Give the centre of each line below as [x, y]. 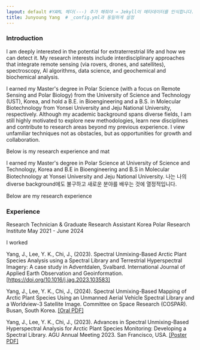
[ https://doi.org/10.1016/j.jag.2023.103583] [58, 280]
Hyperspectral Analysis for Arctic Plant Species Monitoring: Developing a [96, 328]
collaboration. [23, 139]
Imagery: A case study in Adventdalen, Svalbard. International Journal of [96, 267]
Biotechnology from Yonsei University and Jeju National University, [89, 107]
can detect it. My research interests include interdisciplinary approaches [96, 58]
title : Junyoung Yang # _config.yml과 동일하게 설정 [70, 17]
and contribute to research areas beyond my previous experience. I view [96, 127]
